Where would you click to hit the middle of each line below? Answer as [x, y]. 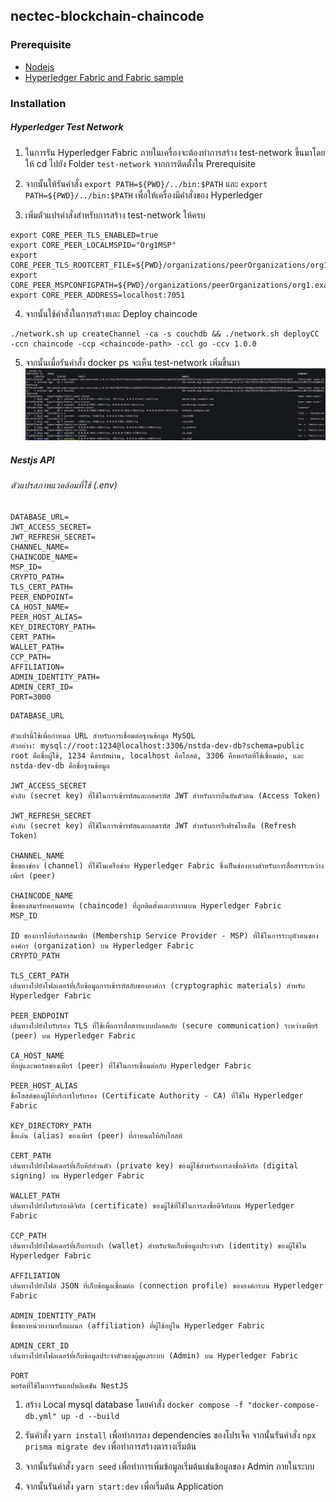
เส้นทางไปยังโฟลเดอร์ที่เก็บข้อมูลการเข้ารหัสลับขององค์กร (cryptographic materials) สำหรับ [157, 985]
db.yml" [40, 1416]
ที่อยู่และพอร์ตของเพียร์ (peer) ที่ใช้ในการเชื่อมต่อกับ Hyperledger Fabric [131, 1065]
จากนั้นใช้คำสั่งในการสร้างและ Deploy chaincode [111, 313]
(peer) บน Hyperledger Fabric [73, 1035]
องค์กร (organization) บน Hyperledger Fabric [102, 945]
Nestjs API [32, 460]
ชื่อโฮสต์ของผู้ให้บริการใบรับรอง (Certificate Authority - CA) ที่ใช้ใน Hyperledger [157, 1095]
